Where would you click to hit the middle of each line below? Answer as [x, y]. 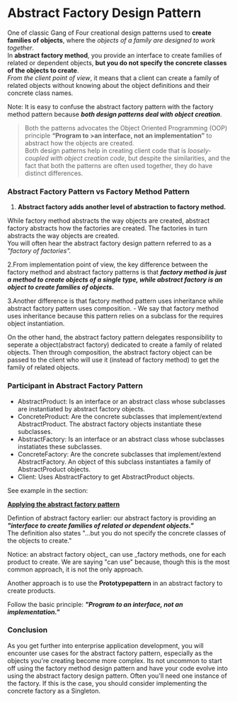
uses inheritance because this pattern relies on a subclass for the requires [115, 316]
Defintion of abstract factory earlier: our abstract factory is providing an [112, 518]
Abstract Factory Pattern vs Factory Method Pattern [98, 191]
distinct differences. [54, 173]
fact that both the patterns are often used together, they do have [118, 165]
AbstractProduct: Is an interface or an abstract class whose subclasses [121, 401]
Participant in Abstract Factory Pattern [75, 386]
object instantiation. [36, 323]
